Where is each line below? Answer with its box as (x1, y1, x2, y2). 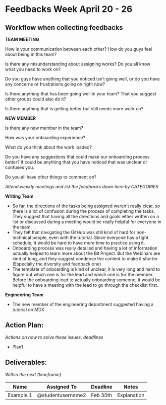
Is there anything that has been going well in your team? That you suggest (5, 91, 157, 96)
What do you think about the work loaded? (5, 144, 92, 150)
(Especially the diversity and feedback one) (12, 261, 102, 267)
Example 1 (7, 392, 33, 399)
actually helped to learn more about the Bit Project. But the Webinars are (12, 250, 160, 256)
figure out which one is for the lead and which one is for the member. (12, 272, 154, 277)
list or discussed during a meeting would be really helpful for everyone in (12, 219, 162, 225)
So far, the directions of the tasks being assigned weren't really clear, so (12, 203, 160, 209)
